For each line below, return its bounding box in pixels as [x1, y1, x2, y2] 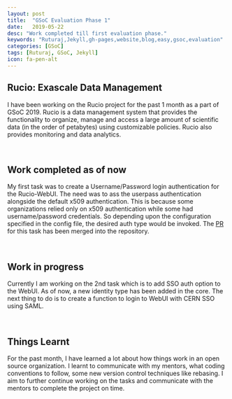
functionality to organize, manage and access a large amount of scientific [7, 115, 219, 123]
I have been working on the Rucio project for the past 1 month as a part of [7, 100, 219, 108]
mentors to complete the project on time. [7, 384, 125, 392]
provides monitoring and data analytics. [7, 130, 122, 139]
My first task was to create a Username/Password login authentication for [7, 183, 219, 191]
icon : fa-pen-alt [7, 56, 58, 63]
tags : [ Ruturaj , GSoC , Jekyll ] [7, 50, 99, 57]
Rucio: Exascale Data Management [7, 82, 163, 94]
